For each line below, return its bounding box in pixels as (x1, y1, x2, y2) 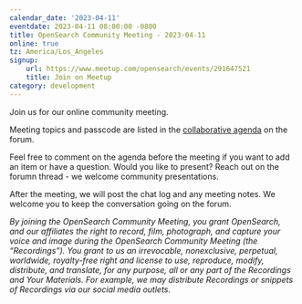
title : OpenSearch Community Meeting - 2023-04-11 (9, 30, 206, 39)
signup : (9, 56, 39, 65)
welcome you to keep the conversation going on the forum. (9, 198, 232, 209)
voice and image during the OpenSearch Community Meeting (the (9, 235, 258, 246)
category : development (9, 81, 96, 90)
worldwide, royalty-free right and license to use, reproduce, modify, (9, 255, 265, 266)
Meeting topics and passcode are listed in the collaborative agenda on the (9, 124, 288, 135)
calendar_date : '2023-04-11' (9, 13, 120, 23)
